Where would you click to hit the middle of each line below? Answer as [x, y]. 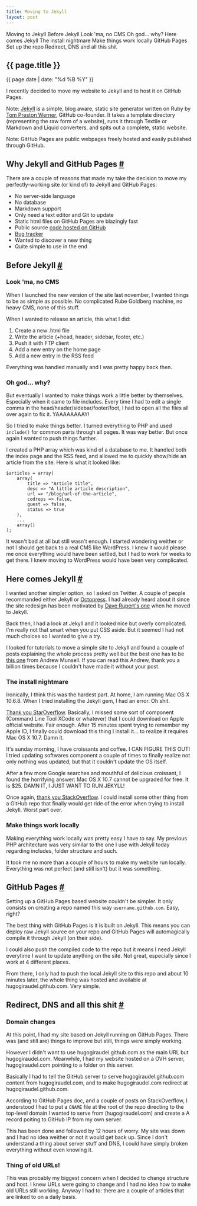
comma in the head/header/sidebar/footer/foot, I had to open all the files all [97, 408]
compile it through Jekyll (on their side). [55, 938]
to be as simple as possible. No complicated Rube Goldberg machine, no [94, 301]
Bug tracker [29, 234]
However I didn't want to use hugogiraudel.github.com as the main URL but [97, 1053]
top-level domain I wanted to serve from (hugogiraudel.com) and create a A [98, 1113]
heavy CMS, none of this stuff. [43, 307]
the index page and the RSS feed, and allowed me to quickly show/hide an [96, 456]
